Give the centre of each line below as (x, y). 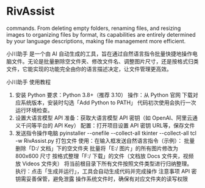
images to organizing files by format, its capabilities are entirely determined (101, 34)
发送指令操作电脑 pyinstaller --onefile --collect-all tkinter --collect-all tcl (106, 133)
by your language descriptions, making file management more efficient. (96, 41)
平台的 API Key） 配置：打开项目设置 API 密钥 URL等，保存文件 (116, 125)
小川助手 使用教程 (28, 82)
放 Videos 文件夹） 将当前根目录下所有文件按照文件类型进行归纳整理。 (104, 164)
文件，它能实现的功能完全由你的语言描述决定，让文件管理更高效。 (89, 69)
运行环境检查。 (34, 110)
